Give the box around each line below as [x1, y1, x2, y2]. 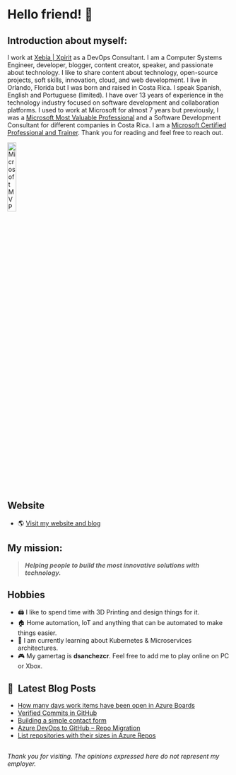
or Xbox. [17, 662, 43, 670]
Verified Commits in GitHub [17, 709, 98, 717]
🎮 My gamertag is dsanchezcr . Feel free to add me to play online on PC [17, 652, 230, 660]
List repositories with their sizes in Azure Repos [17, 731, 156, 740]
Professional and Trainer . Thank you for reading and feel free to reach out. [7, 129, 224, 136]
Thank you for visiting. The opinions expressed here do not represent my [7, 752, 220, 760]
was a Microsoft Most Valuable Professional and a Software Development [7, 113, 221, 122]
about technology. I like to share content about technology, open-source [7, 69, 218, 76]
